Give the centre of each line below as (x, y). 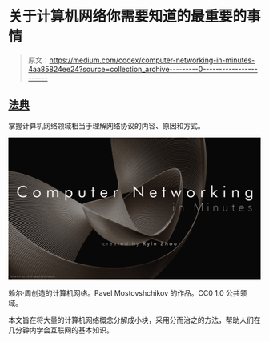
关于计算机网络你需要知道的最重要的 (128, 16)
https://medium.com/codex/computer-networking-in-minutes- (152, 60)
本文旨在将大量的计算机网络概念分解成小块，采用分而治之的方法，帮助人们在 (134, 320)
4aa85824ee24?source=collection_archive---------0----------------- (143, 69)
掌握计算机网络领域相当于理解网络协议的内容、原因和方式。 (106, 126)
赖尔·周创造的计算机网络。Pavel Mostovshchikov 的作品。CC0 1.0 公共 (124, 293)
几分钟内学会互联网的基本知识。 (61, 330)
